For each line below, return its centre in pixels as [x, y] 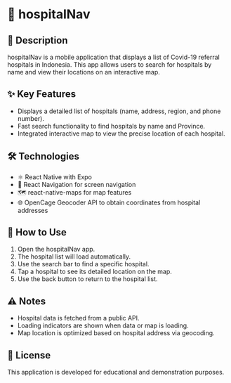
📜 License [29, 355]
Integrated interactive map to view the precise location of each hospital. [121, 134]
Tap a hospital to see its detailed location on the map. [94, 272]
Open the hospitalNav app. [56, 249]
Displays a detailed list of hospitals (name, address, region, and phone [119, 111]
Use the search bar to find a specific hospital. [83, 264]
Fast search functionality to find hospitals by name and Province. [111, 126]
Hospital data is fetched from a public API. [78, 318]
